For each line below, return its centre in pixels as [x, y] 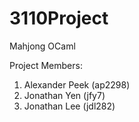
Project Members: [46, 65]
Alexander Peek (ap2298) [77, 84]
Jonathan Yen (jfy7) [64, 95]
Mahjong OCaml [42, 46]
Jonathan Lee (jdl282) [69, 106]
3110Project [59, 18]
